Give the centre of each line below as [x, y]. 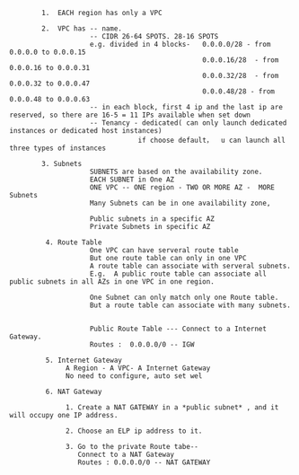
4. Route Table [74, 242]
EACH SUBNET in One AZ [132, 180]
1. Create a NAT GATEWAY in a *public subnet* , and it [172, 408]
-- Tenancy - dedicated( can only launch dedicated [188, 123]
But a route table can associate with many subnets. [190, 305]
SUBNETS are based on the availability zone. [176, 172]
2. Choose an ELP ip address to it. [134, 431]
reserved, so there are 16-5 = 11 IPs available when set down [130, 115]
